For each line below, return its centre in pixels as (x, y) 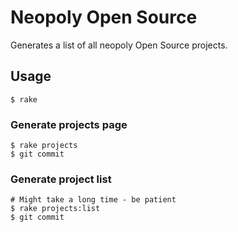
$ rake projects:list (55, 209)
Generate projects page (69, 124)
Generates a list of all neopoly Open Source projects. (119, 45)
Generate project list (61, 179)
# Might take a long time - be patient (93, 200)
